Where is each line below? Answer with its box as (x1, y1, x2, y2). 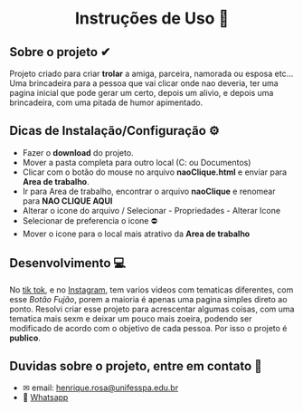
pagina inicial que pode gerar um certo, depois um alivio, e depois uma (9, 88, 274, 98)
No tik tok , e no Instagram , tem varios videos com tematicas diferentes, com (9, 284, 294, 295)
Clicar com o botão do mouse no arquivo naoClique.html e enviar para (22, 167, 288, 177)
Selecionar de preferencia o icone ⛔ (22, 215, 158, 225)
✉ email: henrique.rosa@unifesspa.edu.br (22, 382, 179, 393)
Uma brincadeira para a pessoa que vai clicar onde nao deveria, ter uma (9, 78, 279, 89)
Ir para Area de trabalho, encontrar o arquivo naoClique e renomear (22, 186, 276, 196)
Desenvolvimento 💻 (9, 255, 127, 271)
